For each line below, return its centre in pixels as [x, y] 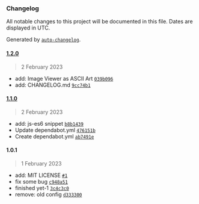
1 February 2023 [41, 163]
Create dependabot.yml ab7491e [54, 136]
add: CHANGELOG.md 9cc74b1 [53, 85]
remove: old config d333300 [48, 194]
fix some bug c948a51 [41, 181]
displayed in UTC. [28, 28]
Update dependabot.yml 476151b [55, 130]
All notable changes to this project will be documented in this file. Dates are [100, 22]
